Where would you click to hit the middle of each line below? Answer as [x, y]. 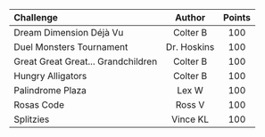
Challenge [36, 17]
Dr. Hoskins [190, 47]
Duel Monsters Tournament [71, 47]
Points [237, 17]
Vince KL [190, 119]
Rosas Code [39, 105]
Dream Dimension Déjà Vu [69, 32]
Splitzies [32, 119]
